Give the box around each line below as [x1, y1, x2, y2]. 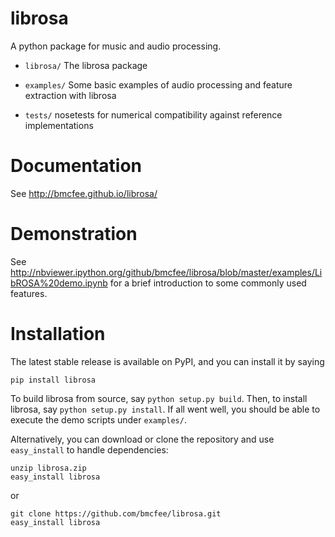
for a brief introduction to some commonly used [109, 277, 307, 289]
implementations [24, 119, 94, 131]
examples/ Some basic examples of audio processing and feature [24, 78, 293, 91]
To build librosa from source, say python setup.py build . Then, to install [10, 392, 308, 404]
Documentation [10, 155, 143, 177]
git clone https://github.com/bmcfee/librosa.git [10, 508, 222, 519]
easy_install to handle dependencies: [10, 443, 169, 456]
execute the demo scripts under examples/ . [10, 413, 187, 426]
